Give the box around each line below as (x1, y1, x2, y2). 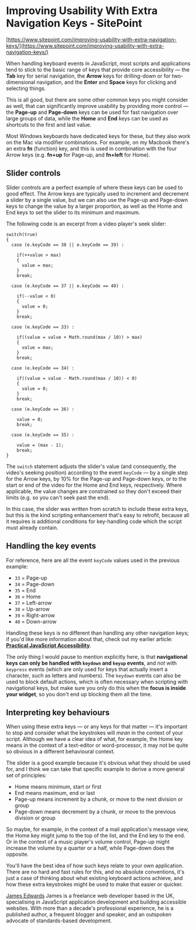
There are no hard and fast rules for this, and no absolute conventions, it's (6, 868, 185, 875)
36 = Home (14, 593, 41, 600)
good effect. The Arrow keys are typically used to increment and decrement (6, 190, 189, 197)
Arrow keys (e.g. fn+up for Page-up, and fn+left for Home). (6, 151, 150, 158)
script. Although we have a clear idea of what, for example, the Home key (6, 736, 183, 743)
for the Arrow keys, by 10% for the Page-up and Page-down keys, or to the (6, 475, 187, 482)
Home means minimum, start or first (14, 783, 102, 790)
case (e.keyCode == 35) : (11, 432, 75, 438)
